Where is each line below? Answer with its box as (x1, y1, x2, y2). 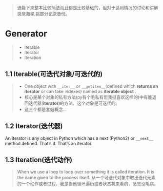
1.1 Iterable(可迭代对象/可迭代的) (5, 70, 103, 78)
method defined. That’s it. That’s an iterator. (5, 140, 93, 146)
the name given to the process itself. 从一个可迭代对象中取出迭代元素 (17, 175, 156, 181)
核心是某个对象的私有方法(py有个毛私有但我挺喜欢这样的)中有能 (24, 94, 152, 100)
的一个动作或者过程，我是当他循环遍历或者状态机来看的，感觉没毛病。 (17, 181, 159, 187)
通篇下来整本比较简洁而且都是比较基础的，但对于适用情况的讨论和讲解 (17, 5, 159, 10)
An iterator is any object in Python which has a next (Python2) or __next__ (5, 135, 154, 141)
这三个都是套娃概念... (24, 106, 67, 112)
